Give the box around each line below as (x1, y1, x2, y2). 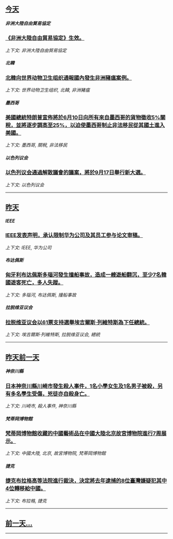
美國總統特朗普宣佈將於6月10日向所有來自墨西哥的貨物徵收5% (5, 114, 161, 121)
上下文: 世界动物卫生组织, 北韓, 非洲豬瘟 (5, 87, 90, 93)
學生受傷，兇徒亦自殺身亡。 (21, 390, 90, 397)
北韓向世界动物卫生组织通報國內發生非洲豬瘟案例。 (5, 74, 132, 81)
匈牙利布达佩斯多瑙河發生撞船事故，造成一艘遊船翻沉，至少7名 (5, 271, 161, 279)
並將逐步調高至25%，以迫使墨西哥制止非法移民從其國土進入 (15, 121, 165, 129)
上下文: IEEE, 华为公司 (5, 244, 51, 251)
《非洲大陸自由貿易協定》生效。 (5, 34, 85, 42)
